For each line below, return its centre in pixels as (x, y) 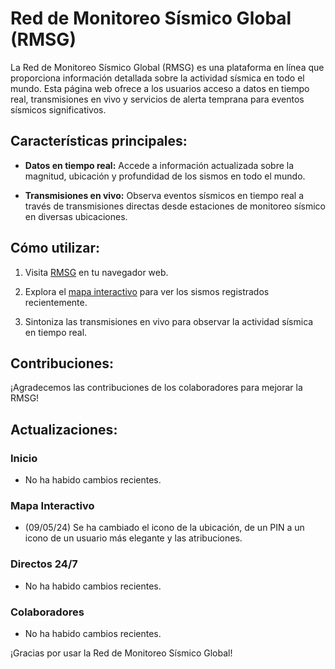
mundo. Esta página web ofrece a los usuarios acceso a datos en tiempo (160, 88)
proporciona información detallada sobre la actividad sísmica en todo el (157, 78)
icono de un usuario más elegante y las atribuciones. (133, 538)
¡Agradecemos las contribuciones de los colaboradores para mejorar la (156, 388)
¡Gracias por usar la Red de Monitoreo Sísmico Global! (121, 653)
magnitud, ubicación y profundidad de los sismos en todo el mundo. (165, 176)
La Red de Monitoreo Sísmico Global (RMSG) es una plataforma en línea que (167, 67)
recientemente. (56, 302)
